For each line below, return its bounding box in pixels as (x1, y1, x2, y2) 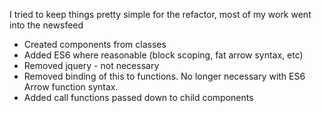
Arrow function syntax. (23, 81, 119, 93)
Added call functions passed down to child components (23, 92, 254, 103)
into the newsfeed (9, 19, 84, 31)
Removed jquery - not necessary (23, 60, 160, 71)
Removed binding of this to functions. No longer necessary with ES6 (23, 70, 306, 82)
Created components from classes (23, 39, 167, 50)
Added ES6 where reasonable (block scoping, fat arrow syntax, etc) (23, 49, 304, 61)
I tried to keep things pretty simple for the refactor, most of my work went (9, 9, 312, 20)
